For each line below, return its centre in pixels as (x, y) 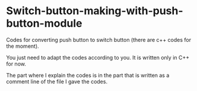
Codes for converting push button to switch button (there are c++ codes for (99, 40)
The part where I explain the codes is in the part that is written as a (88, 75)
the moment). (23, 46)
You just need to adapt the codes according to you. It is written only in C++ (98, 57)
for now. (16, 64)
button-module (44, 23)
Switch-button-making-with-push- (95, 11)
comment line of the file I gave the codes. (57, 82)
